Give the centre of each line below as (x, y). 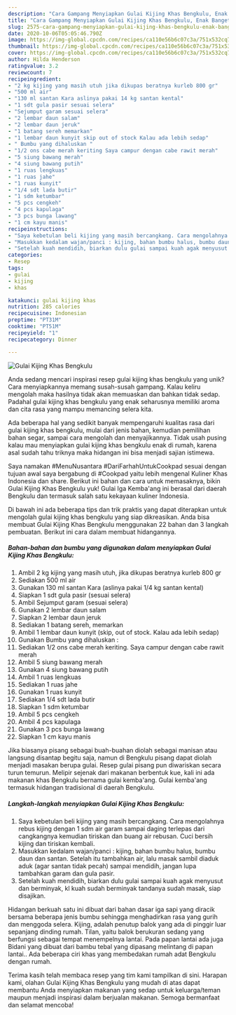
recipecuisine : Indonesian (47, 314)
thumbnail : (24, 46)
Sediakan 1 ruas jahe (48, 685)
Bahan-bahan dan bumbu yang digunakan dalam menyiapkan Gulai (110, 548)
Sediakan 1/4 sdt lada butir (56, 699)
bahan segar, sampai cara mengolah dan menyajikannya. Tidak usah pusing (117, 437)
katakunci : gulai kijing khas (52, 300)
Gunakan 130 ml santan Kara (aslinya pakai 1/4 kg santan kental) (111, 588)
